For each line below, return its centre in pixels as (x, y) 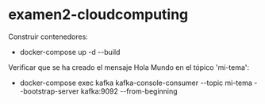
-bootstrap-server (49, 91)
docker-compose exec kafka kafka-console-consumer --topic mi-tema (136, 83)
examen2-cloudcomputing (98, 15)
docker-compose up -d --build (70, 52)
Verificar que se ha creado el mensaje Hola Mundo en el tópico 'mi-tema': (129, 67)
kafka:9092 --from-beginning (129, 91)
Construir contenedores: (48, 37)
